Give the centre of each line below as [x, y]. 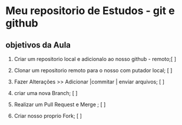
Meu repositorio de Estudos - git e [90, 11]
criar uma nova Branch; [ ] [46, 93]
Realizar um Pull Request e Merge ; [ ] [60, 104]
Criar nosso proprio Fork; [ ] [48, 116]
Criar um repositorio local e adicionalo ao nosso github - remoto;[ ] [95, 59]
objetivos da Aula [38, 45]
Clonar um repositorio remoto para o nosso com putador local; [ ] [93, 70]
